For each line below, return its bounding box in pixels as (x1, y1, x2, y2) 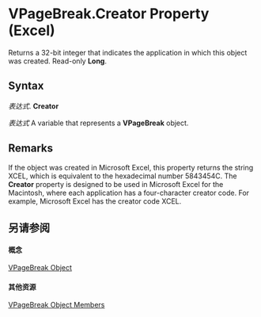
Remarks (8, 142, 54, 155)
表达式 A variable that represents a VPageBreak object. (8, 118, 189, 128)
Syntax (8, 79, 44, 93)
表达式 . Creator (8, 101, 59, 111)
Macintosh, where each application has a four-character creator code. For (8, 188, 250, 197)
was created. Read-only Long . (8, 56, 108, 66)
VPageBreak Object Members (8, 300, 105, 310)
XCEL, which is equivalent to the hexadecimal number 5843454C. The (8, 171, 237, 181)
